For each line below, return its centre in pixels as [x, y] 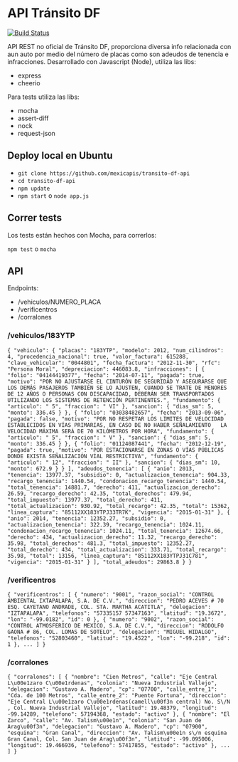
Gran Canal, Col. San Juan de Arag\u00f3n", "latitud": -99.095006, [111, 739]
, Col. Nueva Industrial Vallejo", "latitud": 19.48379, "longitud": [113, 708]
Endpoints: [23, 288]
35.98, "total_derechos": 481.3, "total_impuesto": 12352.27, [101, 543]
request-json [36, 133]
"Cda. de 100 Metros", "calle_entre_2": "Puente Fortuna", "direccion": [117, 696]
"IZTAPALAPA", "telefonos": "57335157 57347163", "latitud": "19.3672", [117, 613]
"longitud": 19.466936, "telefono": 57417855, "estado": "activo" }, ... [119, 746]
